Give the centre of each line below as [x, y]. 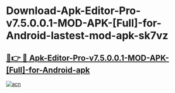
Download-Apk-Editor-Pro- [73, 11]
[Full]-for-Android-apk [48, 70]
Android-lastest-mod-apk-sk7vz [87, 36]
